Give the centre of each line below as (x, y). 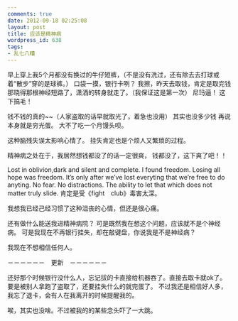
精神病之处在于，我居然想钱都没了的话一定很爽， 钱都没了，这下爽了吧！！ (117, 155)
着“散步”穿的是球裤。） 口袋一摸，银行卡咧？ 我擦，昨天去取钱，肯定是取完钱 (119, 83)
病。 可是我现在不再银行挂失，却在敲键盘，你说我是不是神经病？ (102, 232)
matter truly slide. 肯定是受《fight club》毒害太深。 (84, 193)
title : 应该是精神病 (34, 34)
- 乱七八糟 (21, 54)
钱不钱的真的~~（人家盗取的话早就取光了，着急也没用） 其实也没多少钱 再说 (119, 116)
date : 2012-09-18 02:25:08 (47, 21)
